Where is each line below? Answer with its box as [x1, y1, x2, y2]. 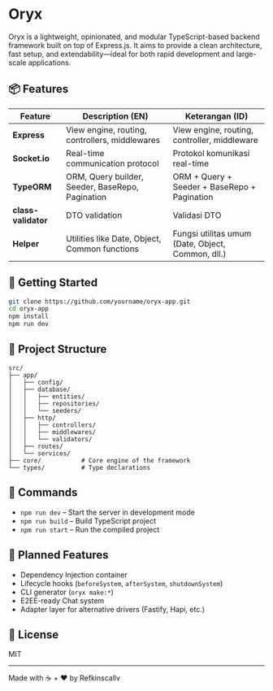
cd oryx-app [8, 305, 49, 313]
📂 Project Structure [8, 342, 107, 356]
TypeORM [12, 180, 52, 192]
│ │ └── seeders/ [8, 406, 82, 415]
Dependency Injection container [19, 570, 128, 580]
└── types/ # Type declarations [8, 463, 151, 472]
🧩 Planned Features [8, 548, 109, 562]
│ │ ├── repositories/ [8, 399, 100, 407]
